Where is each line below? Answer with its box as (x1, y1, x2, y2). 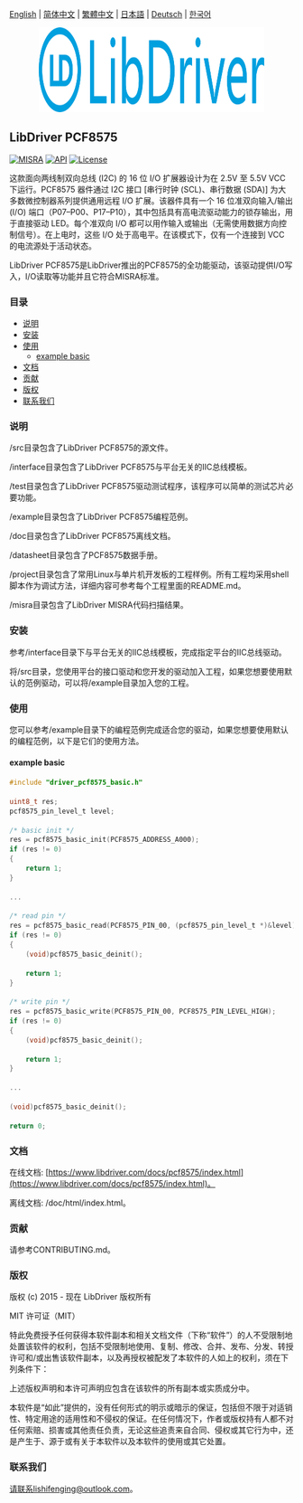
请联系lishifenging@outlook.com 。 (9, 1483, 138, 1494)
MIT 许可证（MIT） (9, 1310, 80, 1321)
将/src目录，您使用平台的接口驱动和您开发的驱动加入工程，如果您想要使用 (9, 666, 285, 676)
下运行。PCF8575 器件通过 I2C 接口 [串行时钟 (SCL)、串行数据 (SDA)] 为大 (9, 184, 287, 194)
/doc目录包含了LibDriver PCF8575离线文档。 (9, 531, 176, 542)
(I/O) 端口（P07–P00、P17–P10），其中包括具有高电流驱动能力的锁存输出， (9, 206, 286, 217)
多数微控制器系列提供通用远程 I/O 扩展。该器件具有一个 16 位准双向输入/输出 (9, 194, 293, 206)
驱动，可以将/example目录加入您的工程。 (40, 677, 194, 688)
